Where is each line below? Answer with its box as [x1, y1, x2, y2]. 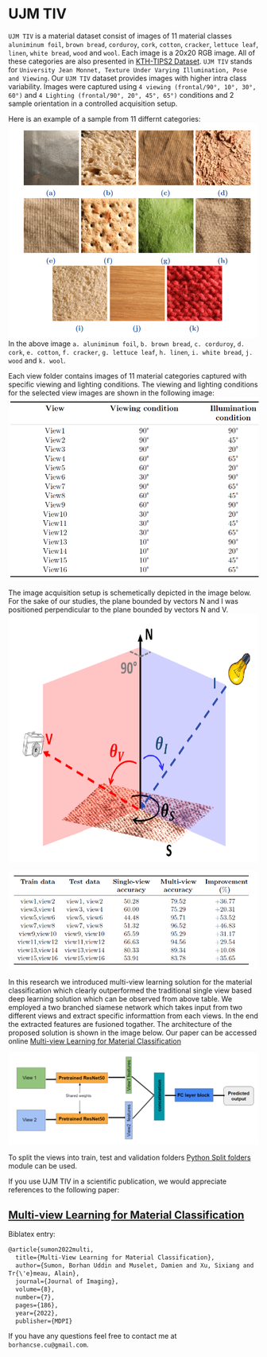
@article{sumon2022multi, [8, 1246, 94, 1254]
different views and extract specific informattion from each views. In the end [8, 1011, 258, 1021]
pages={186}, [15, 1301, 59, 1309]
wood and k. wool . [8, 356, 66, 365]
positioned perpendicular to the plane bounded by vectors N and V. [8, 605, 229, 615]
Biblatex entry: [8, 1230, 56, 1239]
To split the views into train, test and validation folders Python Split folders [8, 1153, 252, 1162]
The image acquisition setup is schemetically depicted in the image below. [8, 588, 252, 597]
